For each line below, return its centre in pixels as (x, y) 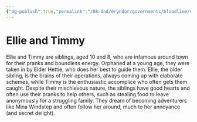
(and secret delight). (31, 113)
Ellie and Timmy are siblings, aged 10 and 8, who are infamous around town (97, 57)
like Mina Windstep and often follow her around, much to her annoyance (93, 107)
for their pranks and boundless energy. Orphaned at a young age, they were (98, 63)
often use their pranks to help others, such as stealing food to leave (88, 94)
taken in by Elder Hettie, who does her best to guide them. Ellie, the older (94, 69)
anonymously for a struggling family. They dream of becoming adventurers (96, 100)
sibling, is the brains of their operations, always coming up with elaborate (94, 75)
